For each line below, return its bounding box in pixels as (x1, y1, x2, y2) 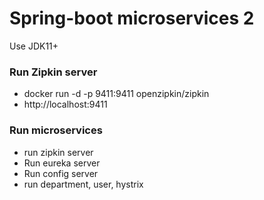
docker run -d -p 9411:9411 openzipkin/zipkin (23, 88, 210, 100)
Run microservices (9, 123, 103, 137)
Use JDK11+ (9, 40, 59, 52)
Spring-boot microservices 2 (9, 7, 255, 30)
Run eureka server (23, 157, 101, 169)
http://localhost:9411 (23, 98, 108, 111)
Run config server (23, 167, 99, 179)
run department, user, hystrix (23, 178, 144, 190)
